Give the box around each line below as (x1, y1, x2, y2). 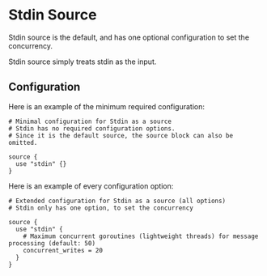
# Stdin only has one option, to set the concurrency (8, 204, 194, 212)
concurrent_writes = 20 (23, 246, 104, 254)
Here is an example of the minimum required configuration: (8, 101, 205, 111)
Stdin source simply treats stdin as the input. (8, 57, 157, 66)
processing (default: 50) (8, 239, 95, 248)
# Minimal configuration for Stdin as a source (8, 117, 172, 125)
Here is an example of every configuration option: (8, 180, 174, 191)
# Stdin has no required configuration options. (8, 124, 176, 133)
